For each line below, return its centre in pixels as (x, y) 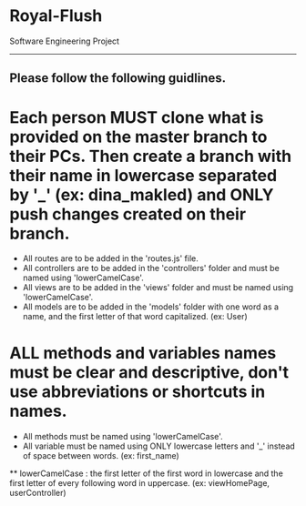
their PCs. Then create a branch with (151, 156)
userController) (38, 493)
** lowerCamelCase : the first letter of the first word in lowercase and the (147, 473)
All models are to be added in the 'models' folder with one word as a (151, 307)
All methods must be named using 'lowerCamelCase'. (122, 437)
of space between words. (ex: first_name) (101, 456)
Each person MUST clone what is (137, 117)
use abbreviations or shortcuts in (138, 392)
